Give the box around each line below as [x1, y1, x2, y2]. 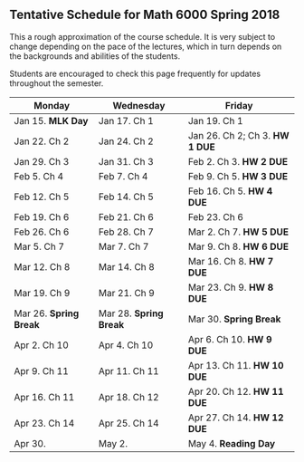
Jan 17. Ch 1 [98, 114, 154, 127]
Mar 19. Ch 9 [14, 286, 71, 299]
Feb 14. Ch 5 [98, 190, 154, 203]
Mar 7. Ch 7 [98, 240, 149, 253]
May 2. [98, 437, 128, 449]
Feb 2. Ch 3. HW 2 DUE [187, 155, 288, 168]
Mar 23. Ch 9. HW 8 [187, 281, 274, 294]
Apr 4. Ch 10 [98, 339, 154, 351]
